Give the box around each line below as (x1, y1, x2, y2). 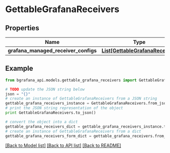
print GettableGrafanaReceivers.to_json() (5, 110, 96, 116)
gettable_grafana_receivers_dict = (5, 124, 80, 129)
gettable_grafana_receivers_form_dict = (5, 133, 92, 138)
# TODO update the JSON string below (5, 87, 85, 92)
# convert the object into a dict (5, 119, 78, 124)
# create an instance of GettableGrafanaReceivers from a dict (5, 129, 142, 134)
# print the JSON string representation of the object (5, 106, 123, 111)
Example (5, 64, 33, 73)
